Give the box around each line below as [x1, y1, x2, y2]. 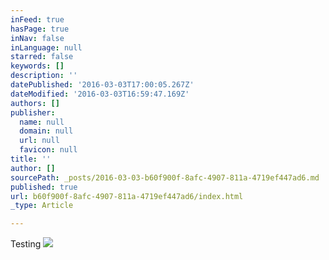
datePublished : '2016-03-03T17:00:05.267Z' [10, 80, 195, 90]
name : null [19, 117, 65, 127]
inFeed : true [10, 14, 65, 25]
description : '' [10, 71, 78, 81]
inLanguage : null [10, 42, 83, 53]
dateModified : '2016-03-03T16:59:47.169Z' [10, 89, 190, 99]
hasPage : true [10, 24, 70, 34]
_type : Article [10, 201, 74, 211]
